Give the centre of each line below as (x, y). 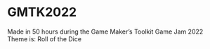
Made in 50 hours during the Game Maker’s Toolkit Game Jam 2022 (105, 31)
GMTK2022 (42, 12)
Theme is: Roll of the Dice (45, 38)
